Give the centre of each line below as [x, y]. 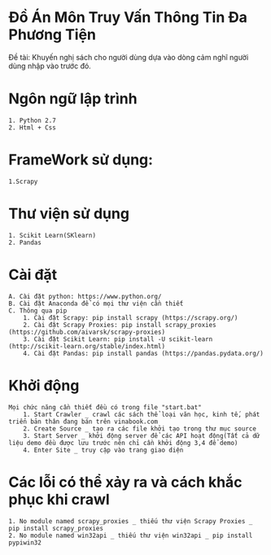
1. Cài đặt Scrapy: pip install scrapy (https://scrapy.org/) [131, 317]
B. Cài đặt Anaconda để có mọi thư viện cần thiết [96, 304]
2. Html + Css [33, 127]
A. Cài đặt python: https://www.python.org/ [85, 296]
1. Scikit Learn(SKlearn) [52, 235]
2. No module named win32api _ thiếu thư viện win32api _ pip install [131, 535]
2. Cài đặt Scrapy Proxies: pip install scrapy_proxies [120, 325]
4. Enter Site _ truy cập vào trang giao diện [103, 450]
